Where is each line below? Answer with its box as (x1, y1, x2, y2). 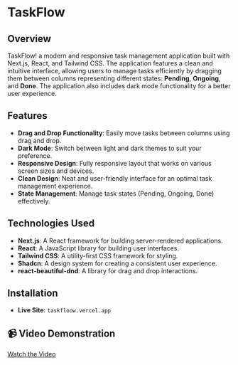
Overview (7, 33, 52, 45)
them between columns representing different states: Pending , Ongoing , (7, 74, 221, 83)
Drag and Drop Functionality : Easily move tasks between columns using (17, 129, 230, 137)
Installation (7, 287, 58, 300)
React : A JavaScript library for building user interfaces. (17, 243, 180, 253)
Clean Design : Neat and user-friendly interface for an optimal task (17, 174, 212, 182)
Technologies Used (7, 218, 94, 230)
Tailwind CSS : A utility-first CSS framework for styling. (17, 251, 178, 260)
